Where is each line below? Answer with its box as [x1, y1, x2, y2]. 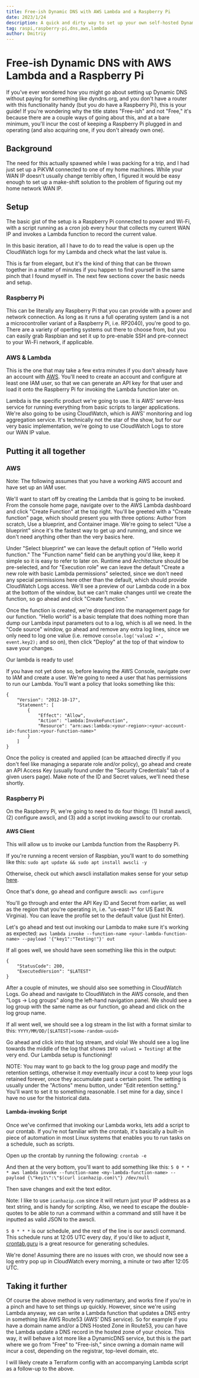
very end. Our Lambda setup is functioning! [6, 1051, 113, 1058]
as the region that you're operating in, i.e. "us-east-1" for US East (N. [6, 906, 174, 913]
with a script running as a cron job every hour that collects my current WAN [6, 224, 191, 231]
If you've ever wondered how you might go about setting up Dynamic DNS [6, 89, 188, 96]
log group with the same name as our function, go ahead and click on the [6, 1003, 185, 1010]
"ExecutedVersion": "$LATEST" [17, 969, 92, 975]
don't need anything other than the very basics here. [6, 533, 135, 540]
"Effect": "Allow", [37, 712, 86, 718]
